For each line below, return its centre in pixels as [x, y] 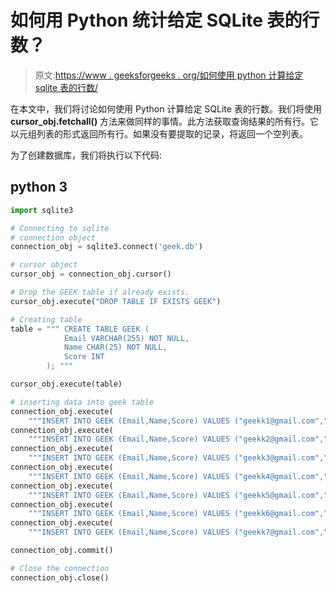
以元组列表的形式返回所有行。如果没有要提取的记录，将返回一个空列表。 [159, 133]
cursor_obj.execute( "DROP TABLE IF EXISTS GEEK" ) [116, 301]
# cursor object [44, 265]
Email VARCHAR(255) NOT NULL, [126, 338]
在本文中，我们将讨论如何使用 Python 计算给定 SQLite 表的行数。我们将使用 [166, 108]
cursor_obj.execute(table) [66, 384]
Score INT [84, 357]
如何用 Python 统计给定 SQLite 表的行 [165, 20]
